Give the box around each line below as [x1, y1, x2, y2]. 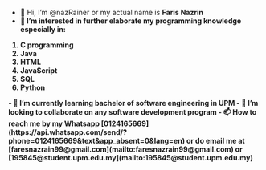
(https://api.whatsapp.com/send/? [8, 127, 127, 136]
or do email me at [186, 136, 245, 145]
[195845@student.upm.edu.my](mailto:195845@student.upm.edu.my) [8, 153, 253, 162]
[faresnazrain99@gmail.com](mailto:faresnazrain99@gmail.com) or [8, 144, 243, 154]
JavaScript [19, 66, 58, 75]
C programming [19, 40, 74, 50]
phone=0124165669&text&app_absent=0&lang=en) [8, 136, 186, 145]
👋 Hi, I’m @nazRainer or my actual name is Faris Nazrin [19, 8, 203, 17]
